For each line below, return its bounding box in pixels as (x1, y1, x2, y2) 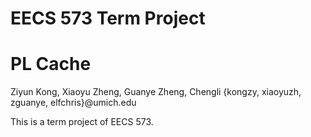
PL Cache (10, 53, 92, 76)
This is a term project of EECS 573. (10, 116, 154, 128)
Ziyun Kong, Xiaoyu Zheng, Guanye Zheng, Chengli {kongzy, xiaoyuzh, (10, 86, 302, 98)
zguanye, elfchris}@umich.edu (10, 97, 137, 109)
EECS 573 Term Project (10, 7, 206, 30)
